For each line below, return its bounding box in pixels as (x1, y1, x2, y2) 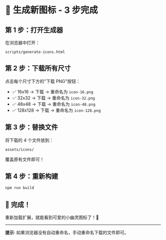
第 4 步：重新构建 (5, 172, 58, 181)
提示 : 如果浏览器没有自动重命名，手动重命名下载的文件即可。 (5, 230, 129, 236)
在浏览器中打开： (5, 40, 40, 45)
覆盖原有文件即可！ (5, 156, 44, 162)
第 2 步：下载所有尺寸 (5, 64, 71, 73)
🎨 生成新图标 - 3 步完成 (5, 4, 98, 16)
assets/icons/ (5, 147, 35, 152)
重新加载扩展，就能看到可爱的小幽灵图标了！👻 (5, 214, 99, 220)
